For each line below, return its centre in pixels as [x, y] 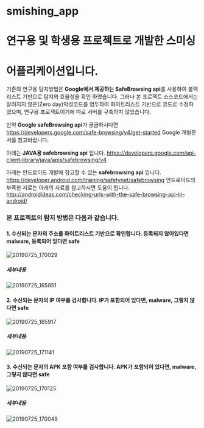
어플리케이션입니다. [52, 71]
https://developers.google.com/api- [151, 153]
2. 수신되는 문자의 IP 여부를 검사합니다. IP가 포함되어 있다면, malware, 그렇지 [97, 300]
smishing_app [43, 11]
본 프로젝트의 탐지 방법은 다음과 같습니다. [63, 218]
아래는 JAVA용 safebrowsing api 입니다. [56, 153]
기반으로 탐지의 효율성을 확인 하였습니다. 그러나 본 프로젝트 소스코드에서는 [110, 97]
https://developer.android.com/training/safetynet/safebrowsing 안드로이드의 [101, 180]
